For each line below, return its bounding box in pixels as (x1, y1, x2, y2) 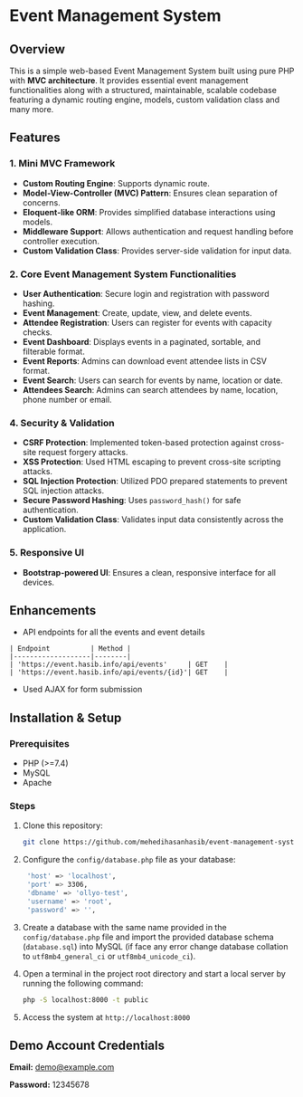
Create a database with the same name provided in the (22, 921, 228, 932)
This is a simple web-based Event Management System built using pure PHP (9, 65, 295, 76)
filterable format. (22, 346, 86, 357)
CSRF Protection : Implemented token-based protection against (22, 437, 259, 448)
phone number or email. (22, 394, 112, 405)
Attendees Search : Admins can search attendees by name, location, (22, 384, 279, 395)
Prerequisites (9, 737, 70, 749)
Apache (22, 777, 52, 788)
